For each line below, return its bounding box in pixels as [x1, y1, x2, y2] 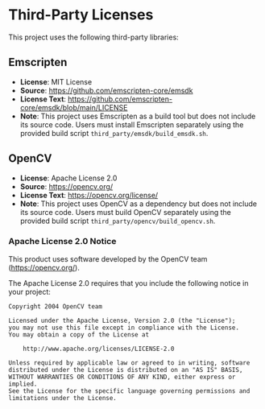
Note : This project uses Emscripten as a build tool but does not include [19, 111, 256, 121]
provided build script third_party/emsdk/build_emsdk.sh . [19, 128, 209, 138]
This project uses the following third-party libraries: [8, 32, 179, 42]
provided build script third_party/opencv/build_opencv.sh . [19, 216, 216, 225]
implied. [8, 380, 38, 388]
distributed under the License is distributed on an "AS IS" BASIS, [8, 366, 243, 374]
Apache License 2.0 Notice [8, 236, 117, 247]
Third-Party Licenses [8, 6, 154, 24]
